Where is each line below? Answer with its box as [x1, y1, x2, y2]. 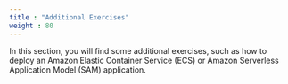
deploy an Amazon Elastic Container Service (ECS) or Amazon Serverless [9, 55, 279, 65]
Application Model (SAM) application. [9, 64, 147, 75]
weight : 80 [9, 21, 53, 30]
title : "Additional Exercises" [9, 12, 129, 22]
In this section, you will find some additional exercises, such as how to [9, 45, 267, 56]
